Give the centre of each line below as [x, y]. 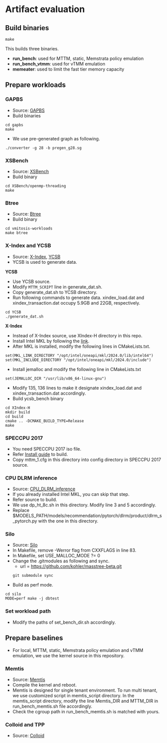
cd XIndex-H [18, 408]
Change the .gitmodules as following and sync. [61, 561]
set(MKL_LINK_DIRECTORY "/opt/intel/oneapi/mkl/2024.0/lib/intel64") [79, 355]
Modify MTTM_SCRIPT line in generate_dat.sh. [57, 287]
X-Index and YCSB [28, 246]
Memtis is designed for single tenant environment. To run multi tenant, [85, 690]
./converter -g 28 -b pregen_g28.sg [43, 148]
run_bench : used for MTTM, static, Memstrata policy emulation [78, 58]
